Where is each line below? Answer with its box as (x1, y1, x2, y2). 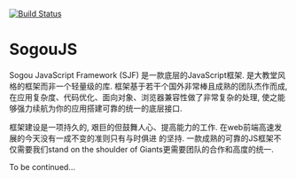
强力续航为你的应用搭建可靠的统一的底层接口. (16, 103, 183, 113)
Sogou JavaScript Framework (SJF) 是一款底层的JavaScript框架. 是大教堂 (9, 69, 278, 80)
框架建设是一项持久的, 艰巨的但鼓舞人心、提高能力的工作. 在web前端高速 (9, 121, 275, 132)
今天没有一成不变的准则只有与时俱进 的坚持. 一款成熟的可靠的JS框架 (24, 133, 274, 144)
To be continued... (9, 161, 75, 172)
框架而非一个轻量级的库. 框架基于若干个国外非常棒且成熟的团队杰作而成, (24, 81, 288, 91)
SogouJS (9, 40, 78, 59)
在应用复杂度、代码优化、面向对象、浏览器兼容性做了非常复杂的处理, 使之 (9, 91, 277, 102)
